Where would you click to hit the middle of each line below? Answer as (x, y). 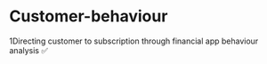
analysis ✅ (29, 50)
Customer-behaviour (89, 16)
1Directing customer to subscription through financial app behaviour (134, 41)
